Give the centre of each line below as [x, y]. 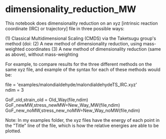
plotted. [13, 131]
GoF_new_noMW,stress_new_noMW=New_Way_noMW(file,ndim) [73, 110]
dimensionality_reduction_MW [71, 9]
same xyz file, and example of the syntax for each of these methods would [83, 69]
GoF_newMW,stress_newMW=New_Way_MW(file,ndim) [63, 105]
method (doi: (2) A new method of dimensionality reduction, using [74, 43]
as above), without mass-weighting [42, 54]
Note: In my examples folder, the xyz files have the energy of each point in [82, 120]
